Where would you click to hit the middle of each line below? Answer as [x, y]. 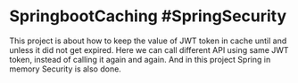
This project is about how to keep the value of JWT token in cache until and [148, 41]
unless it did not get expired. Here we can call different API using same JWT [149, 49]
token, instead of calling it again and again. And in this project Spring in [140, 59]
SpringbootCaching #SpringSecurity [148, 16]
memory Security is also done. [66, 69]
